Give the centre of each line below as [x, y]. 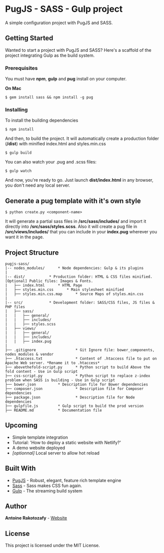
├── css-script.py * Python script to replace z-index [78, 376]
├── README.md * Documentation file [54, 410]
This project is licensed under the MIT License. [53, 546]
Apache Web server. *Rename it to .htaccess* [52, 363]
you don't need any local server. [38, 185]
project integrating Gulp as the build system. [50, 55]
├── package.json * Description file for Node [70, 397]
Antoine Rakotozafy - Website [36, 518]
